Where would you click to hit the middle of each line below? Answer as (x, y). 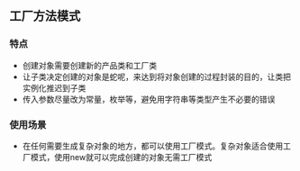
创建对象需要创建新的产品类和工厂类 (90, 65)
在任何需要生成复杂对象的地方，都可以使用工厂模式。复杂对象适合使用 (153, 146)
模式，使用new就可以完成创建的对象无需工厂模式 (121, 157)
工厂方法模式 (45, 16)
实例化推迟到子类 (54, 87)
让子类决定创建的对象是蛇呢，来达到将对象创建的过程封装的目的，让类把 (156, 76)
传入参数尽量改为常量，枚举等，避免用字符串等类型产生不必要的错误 (149, 99)
